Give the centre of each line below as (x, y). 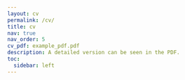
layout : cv (23, 14)
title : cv (22, 26)
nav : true (22, 33)
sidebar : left (34, 65)
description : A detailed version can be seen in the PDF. (94, 53)
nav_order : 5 (26, 40)
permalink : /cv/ (31, 20)
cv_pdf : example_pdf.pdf (43, 46)
